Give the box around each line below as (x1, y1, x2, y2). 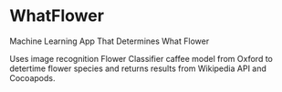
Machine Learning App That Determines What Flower (9, 36, 210, 46)
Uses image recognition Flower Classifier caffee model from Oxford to (9, 53, 274, 64)
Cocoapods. (9, 72, 56, 83)
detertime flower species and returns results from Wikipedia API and (9, 63, 267, 74)
